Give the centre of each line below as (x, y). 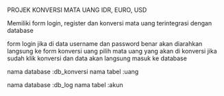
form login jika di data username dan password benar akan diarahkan (105, 44)
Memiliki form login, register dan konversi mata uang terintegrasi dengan (110, 23)
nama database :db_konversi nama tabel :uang (73, 72)
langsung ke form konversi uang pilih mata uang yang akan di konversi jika (112, 51)
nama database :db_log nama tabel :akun (65, 85)
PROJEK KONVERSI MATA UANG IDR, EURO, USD (77, 10)
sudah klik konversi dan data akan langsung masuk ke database (97, 58)
